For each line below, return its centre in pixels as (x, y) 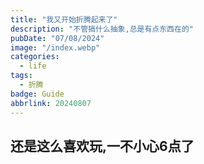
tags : (21, 76)
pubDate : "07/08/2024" (57, 38)
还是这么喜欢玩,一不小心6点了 (102, 146)
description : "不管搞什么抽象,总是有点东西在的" (102, 29)
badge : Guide (37, 94)
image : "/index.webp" (55, 47)
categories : (35, 57)
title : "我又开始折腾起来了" (64, 19)
